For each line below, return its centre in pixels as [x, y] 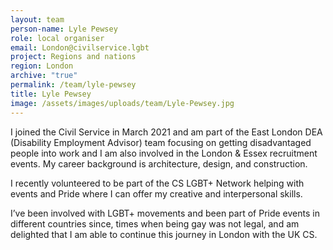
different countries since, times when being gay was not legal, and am [155, 223]
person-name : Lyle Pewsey [64, 29]
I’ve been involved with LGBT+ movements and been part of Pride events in [165, 213]
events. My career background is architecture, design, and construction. [159, 163]
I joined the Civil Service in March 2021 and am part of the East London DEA [166, 132]
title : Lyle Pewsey [51, 94]
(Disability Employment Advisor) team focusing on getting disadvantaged [161, 142]
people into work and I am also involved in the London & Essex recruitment [164, 153]
